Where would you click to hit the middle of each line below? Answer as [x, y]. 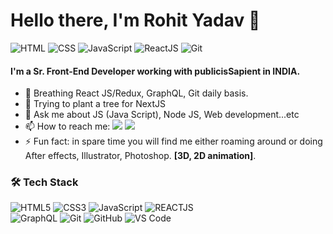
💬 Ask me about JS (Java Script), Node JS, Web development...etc [162, 115]
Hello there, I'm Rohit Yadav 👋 [135, 20]
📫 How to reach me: [67, 126]
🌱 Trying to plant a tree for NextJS [95, 104]
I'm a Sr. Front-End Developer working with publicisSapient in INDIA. [155, 71]
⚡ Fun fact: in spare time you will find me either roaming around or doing [173, 141]
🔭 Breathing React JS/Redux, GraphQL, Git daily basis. [136, 93]
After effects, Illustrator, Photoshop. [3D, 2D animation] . [140, 156]
